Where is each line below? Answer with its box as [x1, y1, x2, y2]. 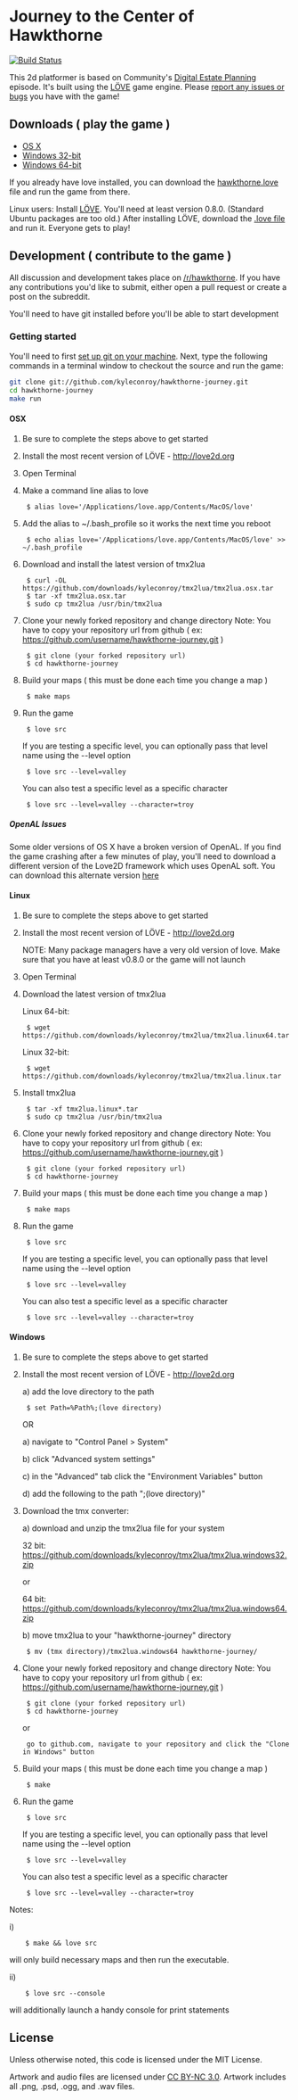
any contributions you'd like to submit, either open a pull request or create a [9, 281, 287, 292]
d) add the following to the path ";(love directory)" [21, 1488, 206, 1500]
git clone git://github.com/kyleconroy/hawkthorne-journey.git [9, 377, 249, 386]
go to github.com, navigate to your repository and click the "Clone [26, 1740, 290, 1749]
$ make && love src [25, 1939, 98, 1948]
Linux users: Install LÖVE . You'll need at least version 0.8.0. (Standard [9, 203, 264, 214]
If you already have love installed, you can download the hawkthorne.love [9, 177, 278, 187]
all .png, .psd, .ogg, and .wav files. [9, 2080, 135, 2091]
